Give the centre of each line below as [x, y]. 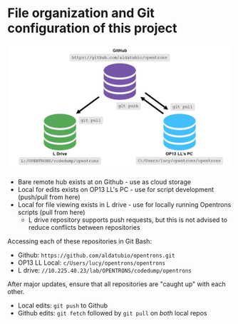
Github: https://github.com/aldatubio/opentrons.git [96, 255]
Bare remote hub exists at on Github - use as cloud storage [104, 182]
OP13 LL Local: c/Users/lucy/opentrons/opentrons [92, 263]
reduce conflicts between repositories [84, 228]
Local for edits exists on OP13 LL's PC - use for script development [116, 190]
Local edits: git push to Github [63, 305]
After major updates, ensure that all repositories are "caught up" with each [117, 284]
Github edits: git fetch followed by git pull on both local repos [112, 313]
